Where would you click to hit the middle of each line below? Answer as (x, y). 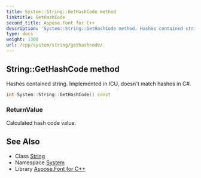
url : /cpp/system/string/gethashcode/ (54, 45)
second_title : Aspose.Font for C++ (51, 23)
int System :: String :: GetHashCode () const (59, 94)
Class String (30, 156)
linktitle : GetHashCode (36, 17)
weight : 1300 (22, 39)
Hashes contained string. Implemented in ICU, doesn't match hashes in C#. (99, 84)
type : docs (20, 34)
